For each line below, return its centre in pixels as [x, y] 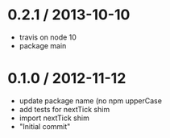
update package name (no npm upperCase [91, 100]
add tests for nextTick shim [64, 109]
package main [43, 45]
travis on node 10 [48, 37]
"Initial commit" [45, 126]
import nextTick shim [54, 118]
